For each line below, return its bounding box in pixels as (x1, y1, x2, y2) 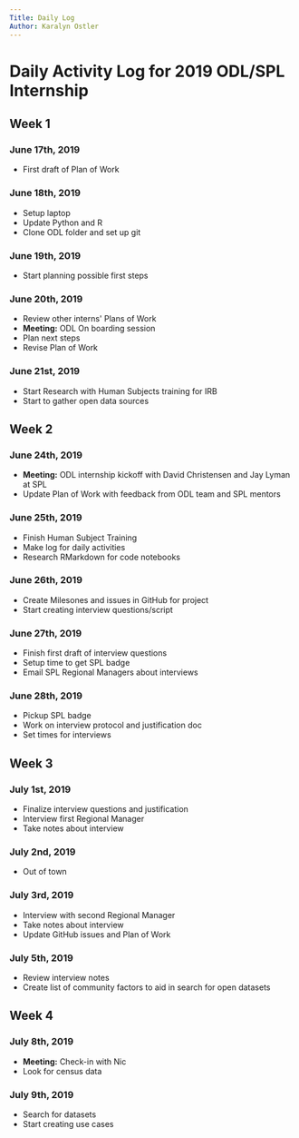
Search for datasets (22, 1109, 97, 1120)
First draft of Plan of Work (22, 164, 120, 175)
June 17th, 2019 (9, 143, 81, 155)
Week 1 (9, 116, 51, 132)
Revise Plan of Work (22, 342, 98, 353)
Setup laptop (22, 207, 71, 218)
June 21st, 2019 (9, 365, 80, 378)
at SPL (22, 479, 48, 490)
